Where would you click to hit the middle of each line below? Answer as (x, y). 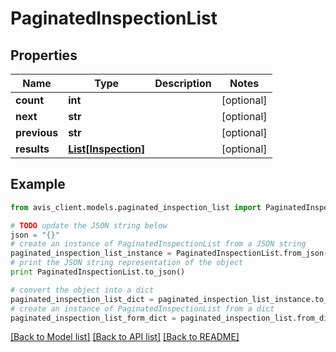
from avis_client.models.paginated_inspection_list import (136, 207)
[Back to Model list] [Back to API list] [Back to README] (125, 337)
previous (37, 132)
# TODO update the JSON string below (89, 225)
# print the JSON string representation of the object (127, 263)
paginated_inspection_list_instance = (91, 253)
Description (183, 83)
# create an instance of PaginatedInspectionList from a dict (142, 308)
